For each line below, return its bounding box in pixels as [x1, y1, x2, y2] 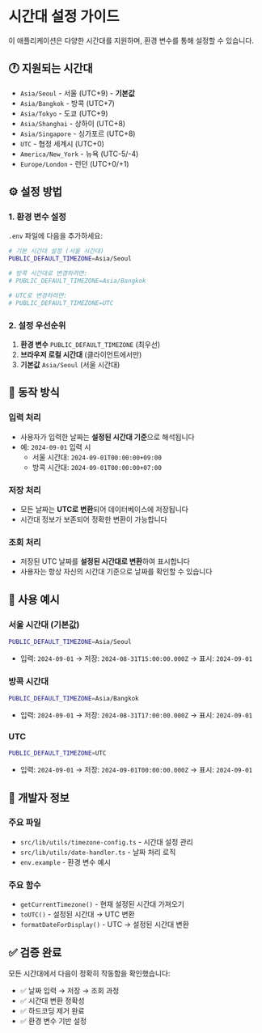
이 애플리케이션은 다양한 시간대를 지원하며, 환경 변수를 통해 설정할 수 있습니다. [8, 36, 255, 45]
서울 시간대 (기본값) [8, 619, 80, 630]
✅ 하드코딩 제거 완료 [19, 1005, 85, 1015]
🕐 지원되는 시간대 [8, 61, 93, 75]
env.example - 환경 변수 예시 [19, 857, 112, 866]
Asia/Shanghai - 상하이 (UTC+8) [19, 118, 126, 128]
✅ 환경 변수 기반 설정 [19, 1016, 87, 1026]
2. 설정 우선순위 [8, 320, 66, 331]
